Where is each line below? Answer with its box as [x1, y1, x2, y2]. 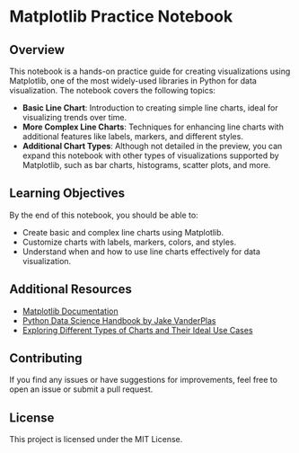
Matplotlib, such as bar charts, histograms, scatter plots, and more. [22, 160, 271, 170]
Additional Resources [9, 281, 132, 298]
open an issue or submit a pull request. [9, 384, 154, 395]
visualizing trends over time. [22, 112, 128, 122]
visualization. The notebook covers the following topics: [9, 85, 215, 95]
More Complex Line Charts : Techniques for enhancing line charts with [22, 121, 285, 132]
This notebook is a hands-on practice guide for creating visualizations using [9, 66, 291, 76]
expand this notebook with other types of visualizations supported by [22, 150, 280, 161]
